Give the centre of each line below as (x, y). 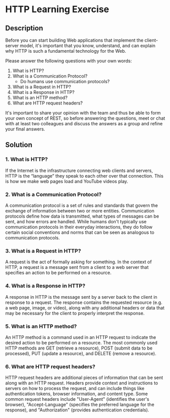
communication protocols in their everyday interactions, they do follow (79, 227)
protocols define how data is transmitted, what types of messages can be (82, 216)
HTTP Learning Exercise (57, 9)
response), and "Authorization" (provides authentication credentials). (77, 410)
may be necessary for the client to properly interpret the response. (75, 313)
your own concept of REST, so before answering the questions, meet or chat (85, 118)
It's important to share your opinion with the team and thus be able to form (83, 113)
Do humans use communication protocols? (65, 81)
